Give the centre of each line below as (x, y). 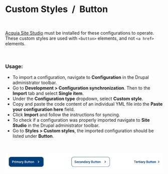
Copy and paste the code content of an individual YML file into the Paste (88, 104)
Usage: (14, 66)
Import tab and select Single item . (48, 94)
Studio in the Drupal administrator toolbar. (56, 125)
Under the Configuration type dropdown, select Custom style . (78, 99)
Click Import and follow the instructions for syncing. (66, 115)
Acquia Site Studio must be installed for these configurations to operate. (80, 33)
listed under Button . (33, 136)
